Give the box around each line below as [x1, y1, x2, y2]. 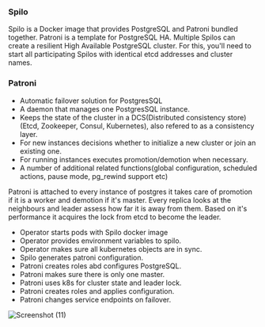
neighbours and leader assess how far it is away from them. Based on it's [8, 203, 248, 213]
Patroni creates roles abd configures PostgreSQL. [19, 260, 182, 271]
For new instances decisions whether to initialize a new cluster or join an [19, 138, 256, 147]
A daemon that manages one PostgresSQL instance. [19, 104, 191, 113]
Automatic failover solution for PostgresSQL [19, 96, 163, 105]
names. [8, 58, 32, 67]
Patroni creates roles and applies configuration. [19, 286, 175, 295]
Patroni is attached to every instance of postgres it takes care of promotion [8, 187, 253, 196]
